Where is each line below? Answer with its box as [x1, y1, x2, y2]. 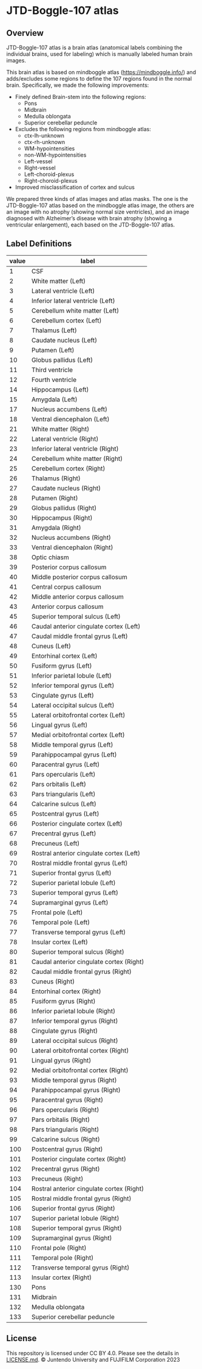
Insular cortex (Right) [31, 1273, 92, 1282]
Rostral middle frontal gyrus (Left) [31, 858, 128, 867]
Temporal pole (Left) [31, 918, 90, 926]
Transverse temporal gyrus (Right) [31, 1263, 130, 1272]
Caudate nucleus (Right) [31, 484, 101, 492]
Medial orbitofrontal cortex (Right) [31, 1066, 129, 1075]
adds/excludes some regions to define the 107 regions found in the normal [6, 75, 192, 82]
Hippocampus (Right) [31, 514, 93, 522]
